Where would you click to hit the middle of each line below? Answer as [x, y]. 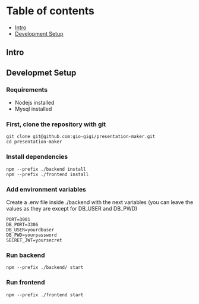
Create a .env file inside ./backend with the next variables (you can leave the [100, 202]
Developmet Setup [41, 73]
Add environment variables [46, 189]
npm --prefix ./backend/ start [45, 268]
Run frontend [26, 283]
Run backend [26, 255]
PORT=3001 [18, 219]
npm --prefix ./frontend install [48, 174]
